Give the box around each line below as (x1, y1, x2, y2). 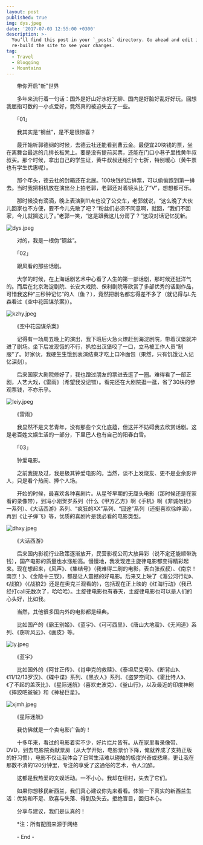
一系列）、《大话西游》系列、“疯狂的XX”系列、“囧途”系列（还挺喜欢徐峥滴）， (6, 505, 195, 513)
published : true (6, 15, 47, 21)
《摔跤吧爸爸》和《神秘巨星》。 (6, 688, 83, 696)
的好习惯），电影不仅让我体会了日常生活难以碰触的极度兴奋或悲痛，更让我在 (6, 754, 195, 762)
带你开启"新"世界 (16, 82, 59, 89)
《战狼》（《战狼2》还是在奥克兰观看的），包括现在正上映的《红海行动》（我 (6, 580, 187, 588)
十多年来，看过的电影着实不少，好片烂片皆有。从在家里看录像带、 (16, 739, 181, 746)
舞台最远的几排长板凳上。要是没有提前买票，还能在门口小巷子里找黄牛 (16, 149, 192, 156)
